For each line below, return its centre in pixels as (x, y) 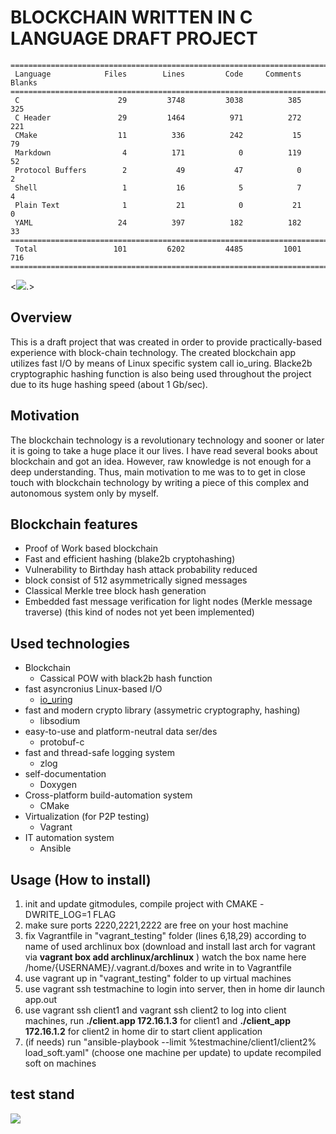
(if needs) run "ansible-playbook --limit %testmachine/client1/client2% (170, 1042)
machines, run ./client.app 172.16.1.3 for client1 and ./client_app (157, 1020)
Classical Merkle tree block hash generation (115, 591)
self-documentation (65, 774)
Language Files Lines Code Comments (158, 74)
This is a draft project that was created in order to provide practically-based (166, 342)
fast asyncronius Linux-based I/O (93, 689)
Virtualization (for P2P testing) (87, 817)
